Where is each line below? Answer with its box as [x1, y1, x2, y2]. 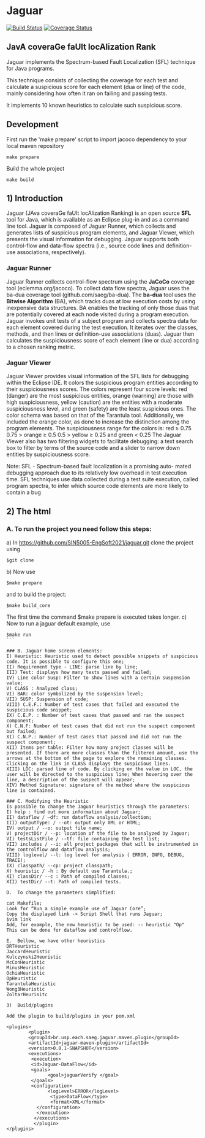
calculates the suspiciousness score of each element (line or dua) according [6, 336, 199, 344]
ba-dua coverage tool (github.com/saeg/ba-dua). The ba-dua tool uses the [6, 291, 196, 298]
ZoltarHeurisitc [6, 991, 48, 997]
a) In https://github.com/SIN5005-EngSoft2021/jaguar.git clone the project [6, 538, 194, 546]
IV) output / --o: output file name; [6, 825, 103, 831]
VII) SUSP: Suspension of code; [6, 696, 89, 702]
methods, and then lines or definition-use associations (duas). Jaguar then [6, 330, 195, 338]
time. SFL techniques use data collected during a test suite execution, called [6, 475, 199, 482]
